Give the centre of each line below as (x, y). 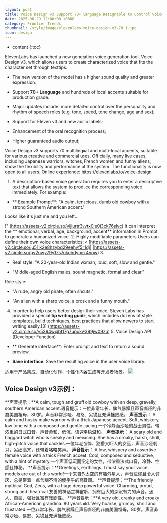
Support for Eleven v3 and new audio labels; (58, 122)
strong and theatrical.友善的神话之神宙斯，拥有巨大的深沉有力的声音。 (77, 491)
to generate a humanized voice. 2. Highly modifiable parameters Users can (82, 237)
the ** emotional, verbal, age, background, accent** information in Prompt (81, 231)
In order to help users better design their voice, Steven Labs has (78, 311)
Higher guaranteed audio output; (46, 141)
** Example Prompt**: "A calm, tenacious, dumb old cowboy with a (81, 202)
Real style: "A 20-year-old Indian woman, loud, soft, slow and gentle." (83, 262)
